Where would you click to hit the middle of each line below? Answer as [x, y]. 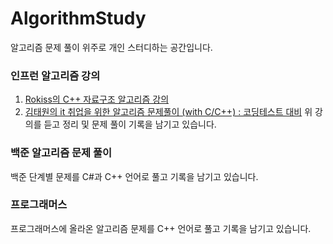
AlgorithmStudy [78, 18]
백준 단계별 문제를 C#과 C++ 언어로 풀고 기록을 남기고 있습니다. [134, 176]
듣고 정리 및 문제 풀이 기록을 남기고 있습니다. [130, 124]
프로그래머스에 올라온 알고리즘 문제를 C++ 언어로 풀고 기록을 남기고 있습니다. [161, 228]
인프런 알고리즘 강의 [55, 75]
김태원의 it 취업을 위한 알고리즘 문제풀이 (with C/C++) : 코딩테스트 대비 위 [168, 112]
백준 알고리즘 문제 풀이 [61, 153]
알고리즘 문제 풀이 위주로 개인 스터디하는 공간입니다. [111, 47]
